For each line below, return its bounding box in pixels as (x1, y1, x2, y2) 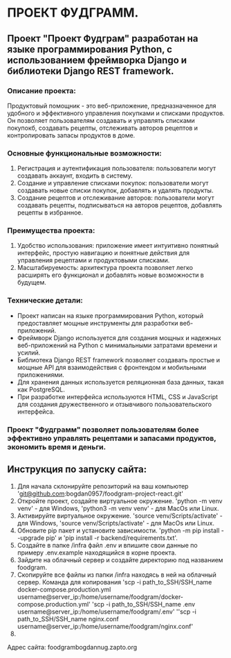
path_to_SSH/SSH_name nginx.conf (17, 614, 120, 623)
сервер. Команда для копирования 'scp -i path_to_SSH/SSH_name (17, 577, 212, 586)
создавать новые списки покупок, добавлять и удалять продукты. (17, 186, 214, 195)
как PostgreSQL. (17, 385, 66, 394)
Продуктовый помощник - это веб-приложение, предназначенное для (7, 101, 216, 110)
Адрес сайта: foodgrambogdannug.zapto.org (7, 643, 138, 651)
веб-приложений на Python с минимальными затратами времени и (17, 341, 218, 349)
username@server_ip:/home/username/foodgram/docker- (17, 592, 184, 601)
